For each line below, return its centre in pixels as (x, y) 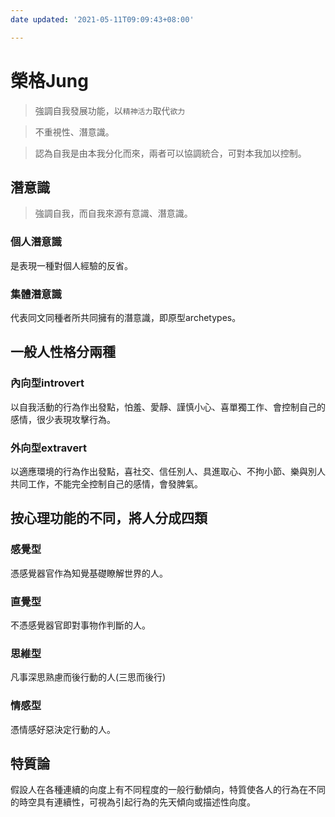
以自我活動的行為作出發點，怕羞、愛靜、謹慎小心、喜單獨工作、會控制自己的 (168, 407)
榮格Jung (49, 80)
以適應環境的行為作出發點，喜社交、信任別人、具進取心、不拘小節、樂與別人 (168, 471)
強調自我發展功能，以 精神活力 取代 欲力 (110, 110)
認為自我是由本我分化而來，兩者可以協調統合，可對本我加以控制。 (170, 153)
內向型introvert (47, 383)
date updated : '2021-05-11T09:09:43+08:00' (102, 19)
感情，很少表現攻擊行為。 (63, 419)
